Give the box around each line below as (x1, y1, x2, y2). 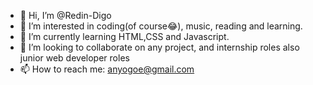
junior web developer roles (19, 52, 130, 64)
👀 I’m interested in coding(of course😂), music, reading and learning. (19, 20, 303, 32)
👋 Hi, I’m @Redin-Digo (19, 10, 112, 21)
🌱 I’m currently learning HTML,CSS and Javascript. (19, 31, 230, 42)
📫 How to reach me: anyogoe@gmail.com (19, 63, 195, 75)
